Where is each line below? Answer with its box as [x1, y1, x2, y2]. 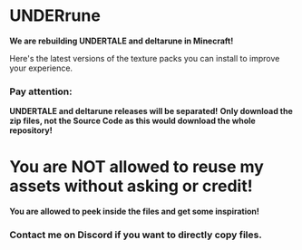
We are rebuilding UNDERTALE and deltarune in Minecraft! [9, 35, 234, 46]
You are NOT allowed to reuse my [9, 157, 265, 178]
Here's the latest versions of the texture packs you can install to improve [9, 53, 280, 63]
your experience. [9, 62, 73, 73]
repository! [9, 125, 53, 136]
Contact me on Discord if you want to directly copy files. [9, 228, 263, 241]
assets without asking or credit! [9, 176, 253, 197]
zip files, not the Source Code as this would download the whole [9, 115, 256, 127]
